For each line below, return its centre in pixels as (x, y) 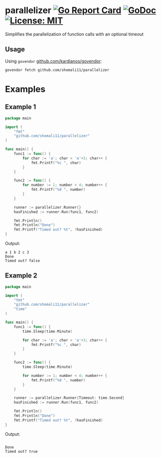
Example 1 (21, 107)
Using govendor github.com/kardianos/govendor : (54, 61)
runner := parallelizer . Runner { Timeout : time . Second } (69, 398)
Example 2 (21, 276)
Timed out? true (21, 451)
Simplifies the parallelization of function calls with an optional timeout (74, 34)
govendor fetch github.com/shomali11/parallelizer (57, 70)
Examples (25, 89)
